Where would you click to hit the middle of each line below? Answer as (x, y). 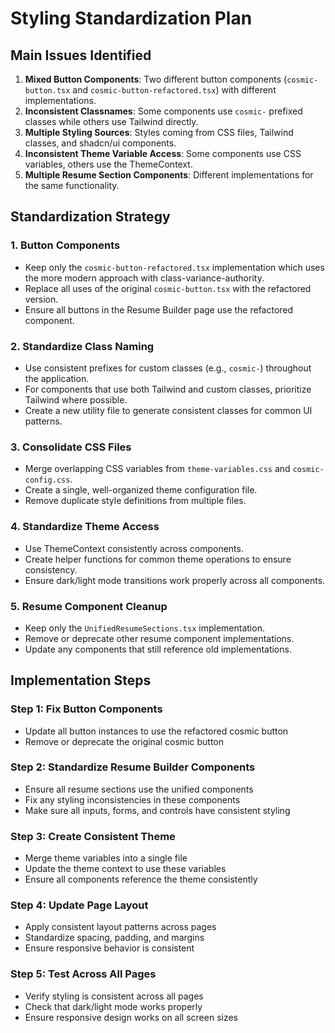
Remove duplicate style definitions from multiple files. (135, 501)
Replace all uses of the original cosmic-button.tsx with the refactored (168, 288)
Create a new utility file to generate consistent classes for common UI (168, 410)
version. (41, 299)
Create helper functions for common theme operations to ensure (158, 559)
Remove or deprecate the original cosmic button (124, 741)
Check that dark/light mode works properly (113, 1006)
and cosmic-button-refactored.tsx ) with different (174, 90)
